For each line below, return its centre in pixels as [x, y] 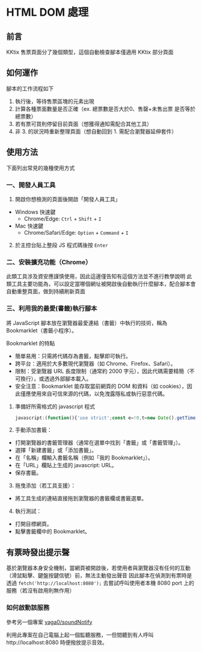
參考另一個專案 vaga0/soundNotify [49, 622]
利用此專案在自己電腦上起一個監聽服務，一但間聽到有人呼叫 [80, 635]
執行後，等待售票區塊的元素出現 [54, 101]
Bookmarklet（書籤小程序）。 [42, 330]
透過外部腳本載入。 [68, 378]
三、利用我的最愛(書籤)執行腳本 [52, 309]
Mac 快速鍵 [29, 226]
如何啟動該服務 [28, 607]
